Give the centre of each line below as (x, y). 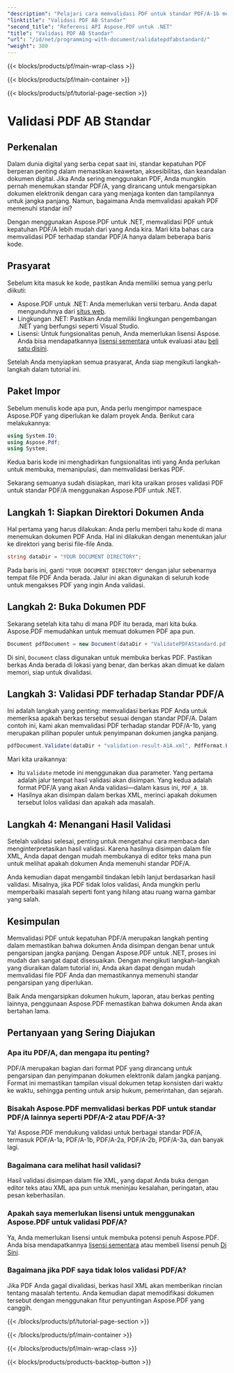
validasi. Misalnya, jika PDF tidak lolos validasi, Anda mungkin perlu (104, 885)
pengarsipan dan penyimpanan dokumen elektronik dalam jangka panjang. (114, 1075)
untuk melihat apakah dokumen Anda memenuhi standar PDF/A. (99, 864)
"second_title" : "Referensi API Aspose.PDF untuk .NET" (90, 27)
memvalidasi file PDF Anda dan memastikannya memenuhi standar (103, 975)
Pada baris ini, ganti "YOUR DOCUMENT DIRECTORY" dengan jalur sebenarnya (112, 570)
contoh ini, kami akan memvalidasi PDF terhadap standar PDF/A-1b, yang (112, 726)
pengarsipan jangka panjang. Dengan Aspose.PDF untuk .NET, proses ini (112, 953)
